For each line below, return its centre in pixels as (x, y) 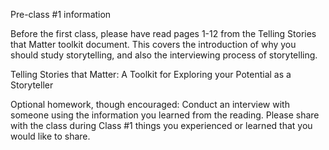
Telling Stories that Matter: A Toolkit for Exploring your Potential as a (151, 74)
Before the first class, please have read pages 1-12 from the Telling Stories (163, 33)
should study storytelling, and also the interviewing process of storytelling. (164, 55)
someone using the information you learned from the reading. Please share (165, 115)
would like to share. (50, 136)
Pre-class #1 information (61, 14)
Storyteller (32, 85)
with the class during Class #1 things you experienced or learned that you (161, 125)
